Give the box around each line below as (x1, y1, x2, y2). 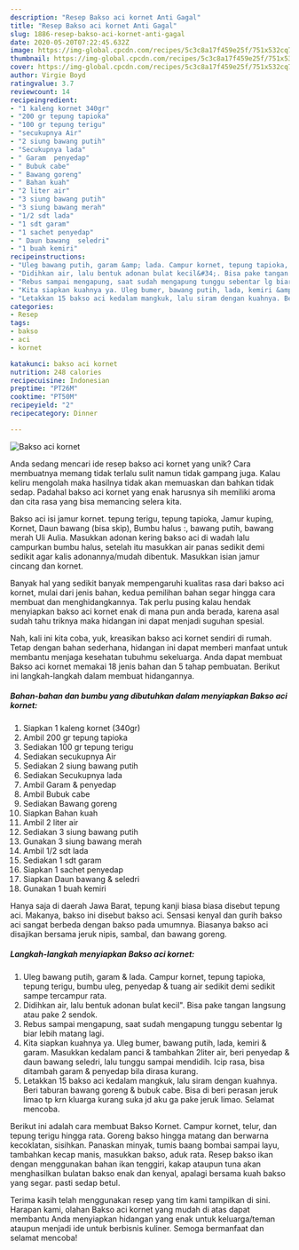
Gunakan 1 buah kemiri (22, 883, 106, 894)
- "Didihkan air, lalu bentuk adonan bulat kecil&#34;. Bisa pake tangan (10, 269, 289, 278)
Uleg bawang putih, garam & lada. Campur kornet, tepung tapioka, (22, 971, 265, 982)
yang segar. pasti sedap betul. (10, 1177, 121, 1188)
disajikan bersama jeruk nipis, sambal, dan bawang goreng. (10, 928, 227, 939)
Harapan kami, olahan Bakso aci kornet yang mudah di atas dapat (10, 1204, 250, 1214)
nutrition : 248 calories (10, 368, 102, 377)
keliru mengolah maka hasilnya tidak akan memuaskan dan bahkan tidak (10, 477, 274, 488)
